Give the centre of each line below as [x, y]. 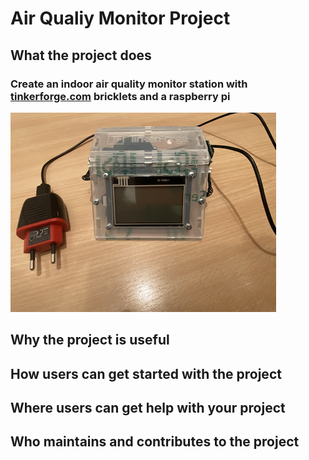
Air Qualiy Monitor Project [120, 18]
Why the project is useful [90, 340]
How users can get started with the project [146, 373]
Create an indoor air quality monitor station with [129, 84]
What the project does [81, 55]
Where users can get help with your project [148, 408]
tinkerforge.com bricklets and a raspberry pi [120, 96]
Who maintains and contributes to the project [155, 442]
